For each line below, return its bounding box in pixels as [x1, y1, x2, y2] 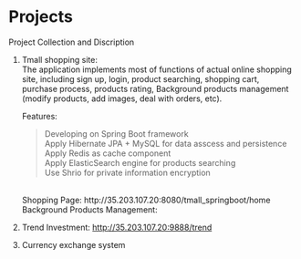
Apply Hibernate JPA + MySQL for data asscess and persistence [44, 138, 287, 149]
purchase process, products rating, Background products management [21, 83, 289, 94]
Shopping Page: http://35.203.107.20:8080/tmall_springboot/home [21, 194, 271, 205]
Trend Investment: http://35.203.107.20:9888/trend [21, 222, 213, 233]
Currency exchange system [21, 239, 126, 250]
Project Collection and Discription [8, 36, 135, 47]
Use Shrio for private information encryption [44, 167, 211, 178]
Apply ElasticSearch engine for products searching [44, 157, 236, 168]
